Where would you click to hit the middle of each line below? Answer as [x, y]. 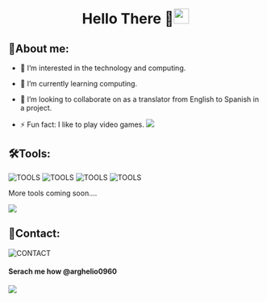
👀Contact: [34, 234]
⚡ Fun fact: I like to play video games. [82, 124]
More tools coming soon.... [53, 193]
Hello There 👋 [128, 19]
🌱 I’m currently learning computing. [79, 84]
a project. [36, 108]
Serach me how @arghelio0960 [63, 271]
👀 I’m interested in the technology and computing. [103, 68]
